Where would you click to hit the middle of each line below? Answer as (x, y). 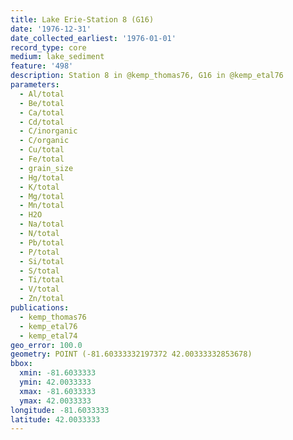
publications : (40, 308)
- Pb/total (42, 242)
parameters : (35, 85)
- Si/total (42, 261)
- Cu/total (42, 150)
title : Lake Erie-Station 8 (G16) (82, 19)
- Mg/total (42, 196)
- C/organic (44, 141)
